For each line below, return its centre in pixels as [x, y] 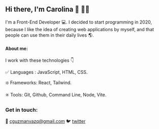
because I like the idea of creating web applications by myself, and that [80, 29]
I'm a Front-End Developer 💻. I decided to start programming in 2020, [79, 22]
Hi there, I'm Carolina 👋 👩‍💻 [47, 9]
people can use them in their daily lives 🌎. [50, 35]
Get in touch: [22, 110]
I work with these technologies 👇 [40, 60]
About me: [17, 48]
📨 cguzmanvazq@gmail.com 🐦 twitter [45, 121]
